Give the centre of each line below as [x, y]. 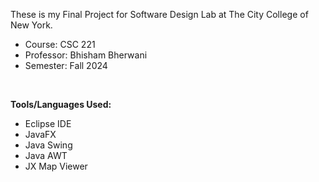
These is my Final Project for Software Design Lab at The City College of [159, 14]
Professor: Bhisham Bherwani [86, 55]
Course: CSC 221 [60, 44]
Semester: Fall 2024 [66, 65]
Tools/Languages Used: [61, 104]
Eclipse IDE [48, 123]
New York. [31, 25]
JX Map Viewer [56, 166]
